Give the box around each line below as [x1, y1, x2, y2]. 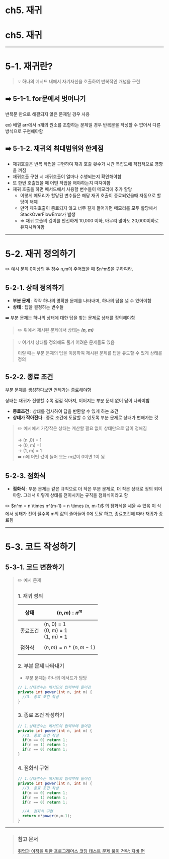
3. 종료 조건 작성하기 [17, 712, 64, 719]
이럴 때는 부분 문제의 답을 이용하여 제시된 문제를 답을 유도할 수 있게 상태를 [17, 350, 162, 356]
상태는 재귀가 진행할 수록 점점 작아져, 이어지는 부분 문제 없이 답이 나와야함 [5, 398, 150, 404]
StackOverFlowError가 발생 [20, 211, 76, 217]
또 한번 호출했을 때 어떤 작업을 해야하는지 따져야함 [12, 179, 111, 186]
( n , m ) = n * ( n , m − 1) [43, 644, 96, 651]
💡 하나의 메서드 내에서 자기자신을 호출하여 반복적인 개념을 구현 [17, 79, 140, 85]
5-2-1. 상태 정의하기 [5, 283, 64, 292]
